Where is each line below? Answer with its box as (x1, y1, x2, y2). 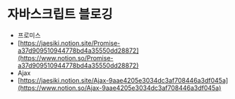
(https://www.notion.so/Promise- (17, 53, 114, 62)
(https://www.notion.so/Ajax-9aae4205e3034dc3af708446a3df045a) (17, 84, 222, 92)
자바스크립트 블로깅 (7, 6, 113, 22)
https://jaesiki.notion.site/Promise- (20, 39, 121, 47)
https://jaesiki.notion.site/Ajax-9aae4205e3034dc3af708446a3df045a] (20, 76, 229, 84)
